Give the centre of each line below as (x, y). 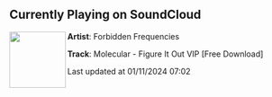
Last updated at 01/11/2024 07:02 (129, 71)
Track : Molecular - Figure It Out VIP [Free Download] (165, 54)
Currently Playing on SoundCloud (105, 15)
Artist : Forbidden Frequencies (123, 36)
